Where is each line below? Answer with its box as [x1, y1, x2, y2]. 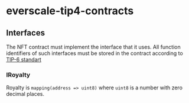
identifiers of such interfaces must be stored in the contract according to [6, 50, 183, 57]
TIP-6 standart [6, 56, 41, 63]
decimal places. [6, 91, 44, 98]
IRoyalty [6, 70, 31, 79]
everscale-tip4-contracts [6, 4, 134, 18]
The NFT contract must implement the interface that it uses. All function [6, 43, 181, 50]
